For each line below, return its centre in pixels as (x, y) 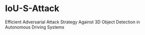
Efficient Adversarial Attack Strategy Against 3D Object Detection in (73, 22)
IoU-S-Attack (32, 9)
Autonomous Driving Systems (35, 27)
